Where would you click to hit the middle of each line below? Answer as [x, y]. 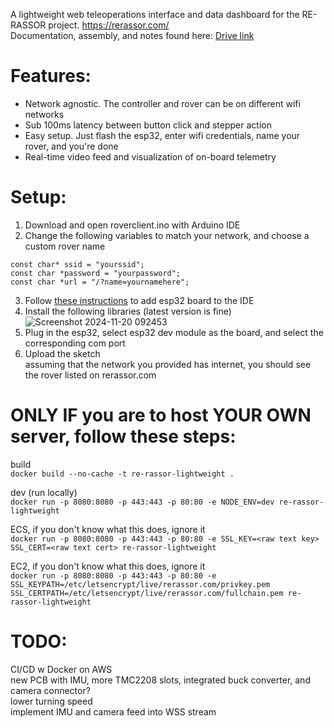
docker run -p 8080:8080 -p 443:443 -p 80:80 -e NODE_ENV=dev [142, 502]
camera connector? [50, 690]
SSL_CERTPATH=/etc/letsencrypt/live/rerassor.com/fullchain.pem [147, 593]
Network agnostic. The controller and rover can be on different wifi [162, 103]
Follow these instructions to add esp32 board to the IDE [139, 300]
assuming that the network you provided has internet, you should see [168, 364]
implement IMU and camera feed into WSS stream [113, 711]
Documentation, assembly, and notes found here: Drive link [132, 35]
